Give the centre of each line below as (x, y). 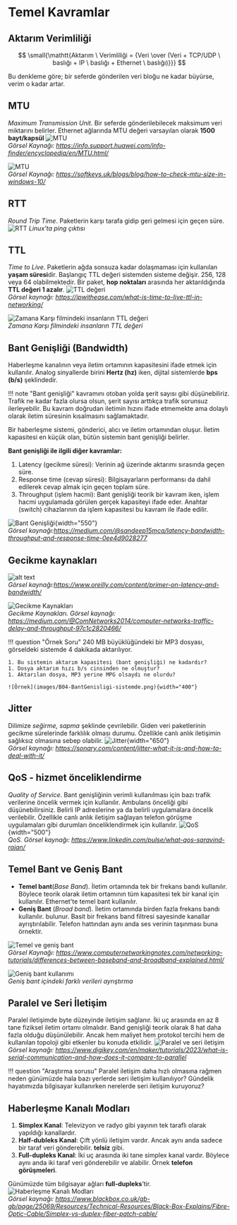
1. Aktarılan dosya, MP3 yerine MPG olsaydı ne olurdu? (92, 675)
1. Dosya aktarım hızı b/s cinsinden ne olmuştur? (84, 669)
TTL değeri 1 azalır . (37, 290)
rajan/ (17, 847)
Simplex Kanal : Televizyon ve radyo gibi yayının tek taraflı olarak (112, 1126)
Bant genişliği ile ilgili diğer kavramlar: (65, 451)
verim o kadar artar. (37, 84)
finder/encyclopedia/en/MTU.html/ (58, 153)
